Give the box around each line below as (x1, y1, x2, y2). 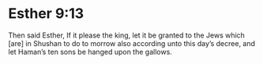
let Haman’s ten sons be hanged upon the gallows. (8, 47, 172, 56)
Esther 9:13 (8, 5, 85, 23)
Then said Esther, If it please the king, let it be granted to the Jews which (8, 30, 245, 40)
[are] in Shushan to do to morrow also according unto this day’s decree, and (8, 38, 255, 48)
